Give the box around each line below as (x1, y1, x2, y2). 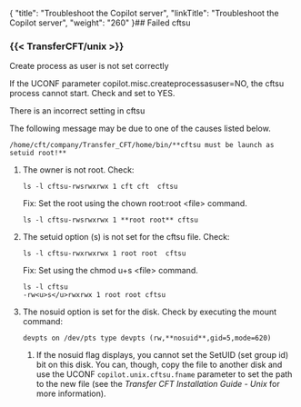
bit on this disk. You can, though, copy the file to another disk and (35, 359, 283, 371)
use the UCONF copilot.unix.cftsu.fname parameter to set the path (35, 369, 293, 380)
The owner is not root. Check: (22, 164, 135, 175)
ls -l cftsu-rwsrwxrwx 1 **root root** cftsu (22, 215, 198, 225)
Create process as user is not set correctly (9, 61, 170, 72)
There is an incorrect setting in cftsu (9, 105, 145, 116)
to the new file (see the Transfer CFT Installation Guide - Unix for (35, 379, 280, 390)
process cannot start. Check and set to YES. (9, 88, 176, 99)
